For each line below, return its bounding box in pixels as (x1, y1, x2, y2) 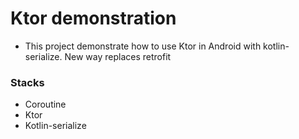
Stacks (10, 75, 45, 89)
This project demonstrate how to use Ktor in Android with (24, 40, 262, 52)
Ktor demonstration (10, 7, 177, 30)
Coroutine (24, 98, 67, 111)
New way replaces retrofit (64, 50, 172, 62)
